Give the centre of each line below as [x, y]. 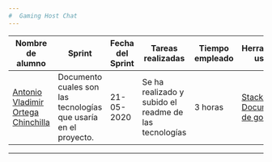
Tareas [164, 48]
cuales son [79, 87]
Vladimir [28, 102]
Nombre [31, 43]
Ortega [25, 112]
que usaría [78, 117]
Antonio [28, 92]
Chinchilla [31, 122]
